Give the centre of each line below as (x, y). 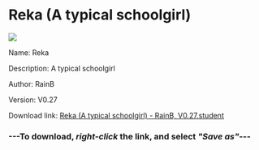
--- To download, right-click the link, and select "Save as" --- (130, 136)
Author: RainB (32, 84)
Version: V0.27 (33, 100)
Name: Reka (29, 52)
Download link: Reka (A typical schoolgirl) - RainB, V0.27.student (117, 115)
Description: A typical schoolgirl (62, 68)
